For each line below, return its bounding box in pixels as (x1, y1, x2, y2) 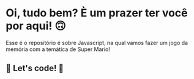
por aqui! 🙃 (6, 19, 67, 33)
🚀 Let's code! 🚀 (6, 63, 64, 74)
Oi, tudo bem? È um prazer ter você (6, 6, 188, 20)
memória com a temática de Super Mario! (6, 46, 111, 53)
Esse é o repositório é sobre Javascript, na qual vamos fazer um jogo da (6, 39, 188, 46)
